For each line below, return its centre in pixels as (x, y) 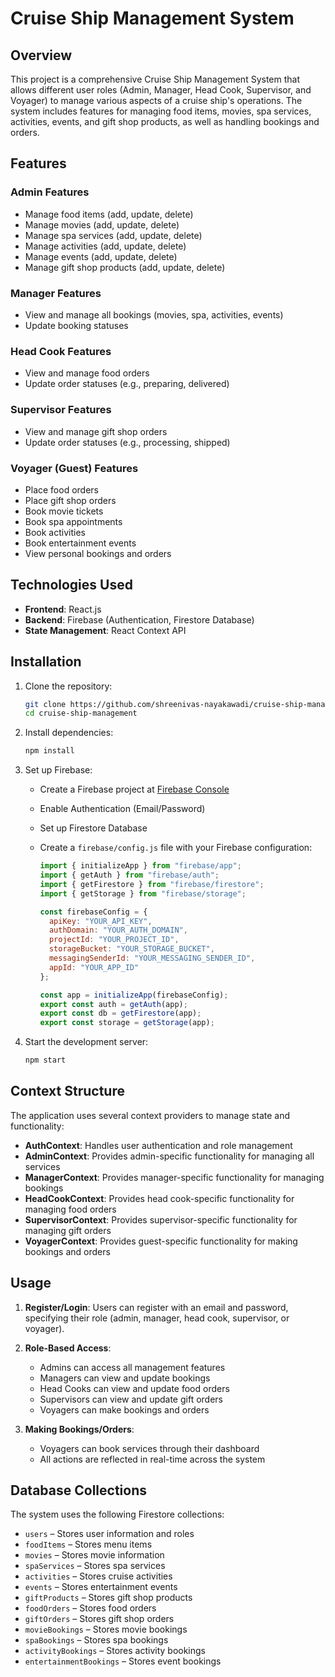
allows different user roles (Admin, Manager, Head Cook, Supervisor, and (161, 90)
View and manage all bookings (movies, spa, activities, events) (154, 314)
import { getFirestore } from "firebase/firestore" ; (152, 884)
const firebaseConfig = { (93, 912)
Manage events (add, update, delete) (101, 256)
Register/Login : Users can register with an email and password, (156, 1307)
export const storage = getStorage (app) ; (127, 1023)
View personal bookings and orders (98, 553)
